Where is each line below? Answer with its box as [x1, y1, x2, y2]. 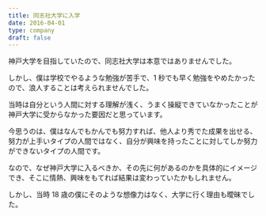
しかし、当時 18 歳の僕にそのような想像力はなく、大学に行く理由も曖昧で [8, 190, 248, 199]
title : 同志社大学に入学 [8, 11, 81, 20]
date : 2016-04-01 [8, 19, 66, 27]
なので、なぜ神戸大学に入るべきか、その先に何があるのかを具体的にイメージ [8, 163, 257, 172]
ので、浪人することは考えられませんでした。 [8, 83, 154, 93]
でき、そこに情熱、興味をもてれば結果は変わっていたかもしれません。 [8, 173, 236, 183]
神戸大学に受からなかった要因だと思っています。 [8, 110, 167, 119]
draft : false [8, 33, 51, 42]
